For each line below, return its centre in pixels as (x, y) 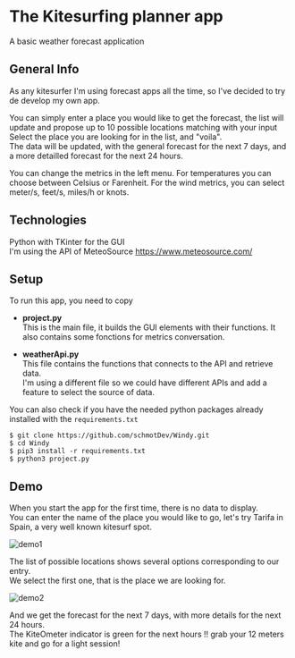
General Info (44, 69)
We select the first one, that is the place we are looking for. (118, 581)
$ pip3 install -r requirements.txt (77, 451)
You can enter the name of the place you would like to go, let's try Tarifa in (146, 518)
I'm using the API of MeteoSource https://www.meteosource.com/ (131, 251)
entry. (20, 571)
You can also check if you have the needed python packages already (136, 409)
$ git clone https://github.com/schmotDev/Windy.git (110, 435)
